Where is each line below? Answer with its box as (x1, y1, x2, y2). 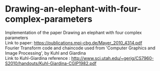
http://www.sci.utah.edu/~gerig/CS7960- (71, 55, 154, 61)
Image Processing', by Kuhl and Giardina (5, 50, 86, 56)
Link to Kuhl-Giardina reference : (5, 55, 71, 61)
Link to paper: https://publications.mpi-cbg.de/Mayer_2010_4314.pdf (5, 40, 142, 45)
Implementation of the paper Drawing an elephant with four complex (5, 29, 142, 35)
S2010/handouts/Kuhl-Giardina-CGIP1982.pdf (5, 60, 97, 66)
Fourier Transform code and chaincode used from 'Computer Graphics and (5, 45, 156, 51)
